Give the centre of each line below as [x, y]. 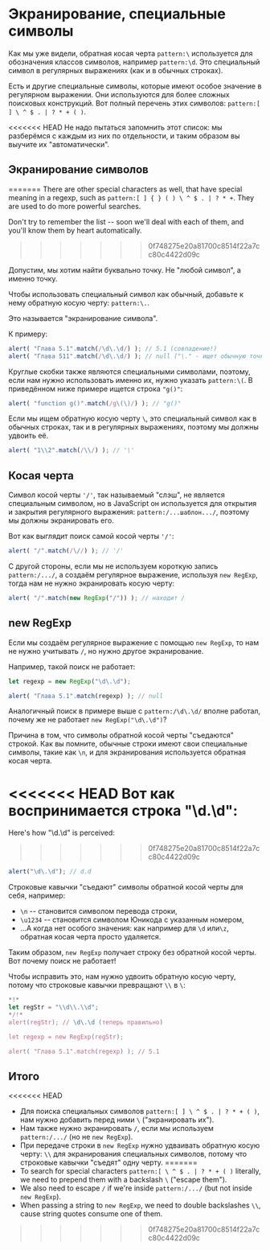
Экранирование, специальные [117, 14]
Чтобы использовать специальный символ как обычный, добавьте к [126, 294]
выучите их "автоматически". [59, 144]
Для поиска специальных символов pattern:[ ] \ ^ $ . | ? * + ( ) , [139, 1112]
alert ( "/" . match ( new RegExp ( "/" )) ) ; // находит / [96, 598]
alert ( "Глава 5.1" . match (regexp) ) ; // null [86, 696]
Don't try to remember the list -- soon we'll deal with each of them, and [126, 221]
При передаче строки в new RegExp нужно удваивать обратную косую [140, 1145]
